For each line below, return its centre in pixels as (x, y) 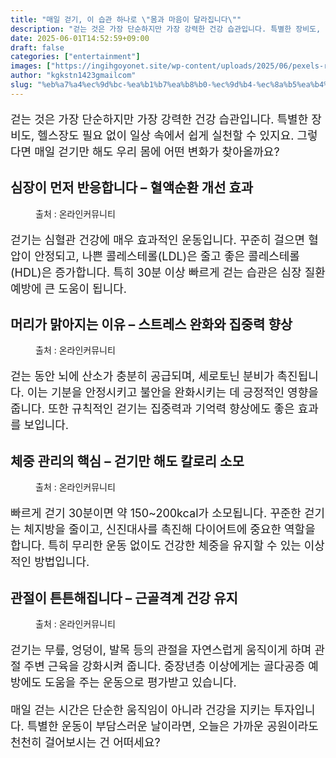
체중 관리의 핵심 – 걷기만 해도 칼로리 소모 (127, 461)
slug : (21, 85)
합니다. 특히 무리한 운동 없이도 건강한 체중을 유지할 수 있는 (156, 546)
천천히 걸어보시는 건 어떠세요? (85, 743)
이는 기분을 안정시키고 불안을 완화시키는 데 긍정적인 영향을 (172, 393)
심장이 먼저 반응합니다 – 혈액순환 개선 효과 (132, 187)
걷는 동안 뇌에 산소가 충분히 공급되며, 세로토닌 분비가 (142, 376)
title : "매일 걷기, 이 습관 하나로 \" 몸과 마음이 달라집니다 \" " (126, 19)
